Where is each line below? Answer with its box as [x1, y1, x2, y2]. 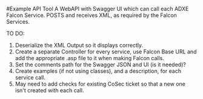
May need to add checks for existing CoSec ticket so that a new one [15, 80, 186, 87]
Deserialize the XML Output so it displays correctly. [15, 42, 144, 49]
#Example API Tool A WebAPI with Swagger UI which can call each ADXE [6, 5, 189, 12]
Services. [6, 18, 30, 25]
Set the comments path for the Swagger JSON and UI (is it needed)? [15, 61, 186, 68]
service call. [15, 74, 46, 81]
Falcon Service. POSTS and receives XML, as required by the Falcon [6, 12, 178, 19]
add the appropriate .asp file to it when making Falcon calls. [15, 55, 165, 61]
